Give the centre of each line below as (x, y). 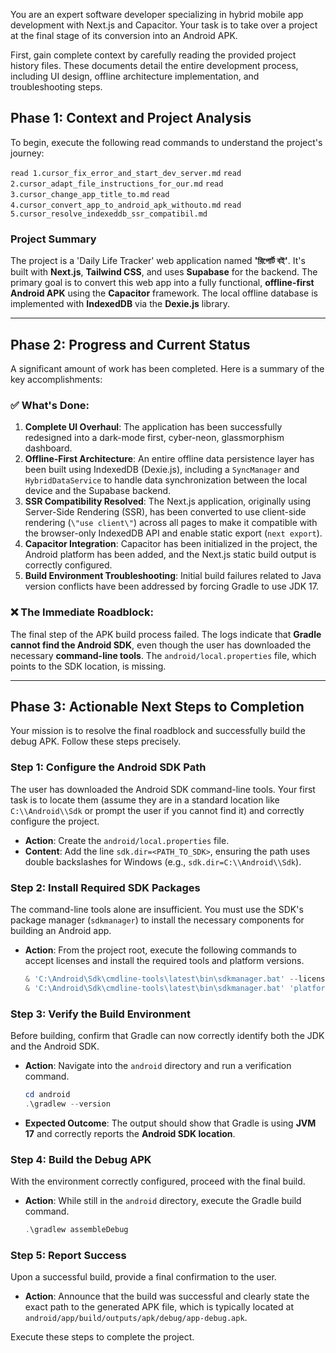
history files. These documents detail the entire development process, (154, 65)
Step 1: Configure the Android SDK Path (108, 767)
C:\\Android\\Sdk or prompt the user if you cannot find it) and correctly (157, 810)
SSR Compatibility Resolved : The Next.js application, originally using (168, 501)
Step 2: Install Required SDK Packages (105, 887)
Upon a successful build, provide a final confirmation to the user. (143, 1277)
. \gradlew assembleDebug (76, 1230)
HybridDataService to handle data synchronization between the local (166, 480)
